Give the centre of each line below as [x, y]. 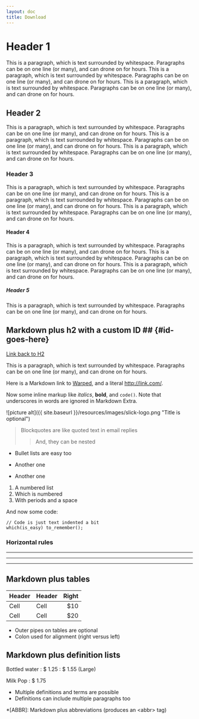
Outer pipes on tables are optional [56, 630]
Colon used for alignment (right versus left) [67, 636]
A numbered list [34, 487]
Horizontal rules [30, 542]
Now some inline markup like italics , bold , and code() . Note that [84, 394]
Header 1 [28, 47]
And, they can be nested [65, 442]
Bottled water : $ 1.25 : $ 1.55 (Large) [51, 669]
